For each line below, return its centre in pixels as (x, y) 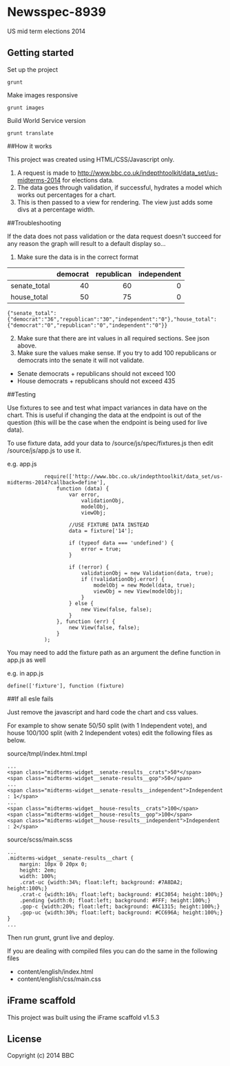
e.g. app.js (22, 464)
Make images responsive (42, 95)
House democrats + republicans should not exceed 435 (96, 381)
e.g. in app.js (25, 673)
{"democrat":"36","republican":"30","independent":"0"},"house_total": (112, 319)
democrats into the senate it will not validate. (81, 360)
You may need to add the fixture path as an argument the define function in (114, 652)
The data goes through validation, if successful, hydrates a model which (119, 187)
